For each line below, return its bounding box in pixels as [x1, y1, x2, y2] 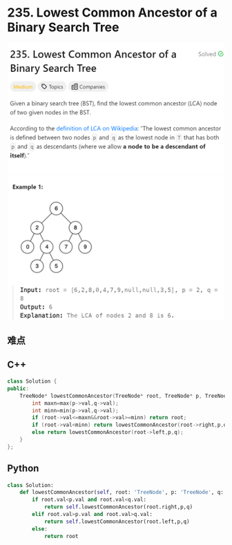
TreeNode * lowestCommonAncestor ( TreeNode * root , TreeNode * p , [19, 392, 202, 399]
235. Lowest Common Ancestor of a [7, 5, 217, 21]
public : [7, 385, 30, 392]
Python [7, 463, 39, 475]
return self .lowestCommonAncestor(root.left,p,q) [43, 518, 190, 525]
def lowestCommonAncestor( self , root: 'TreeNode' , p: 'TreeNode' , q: [19, 489, 224, 496]
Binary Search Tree [7, 19, 119, 35]
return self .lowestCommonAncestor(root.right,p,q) [43, 504, 193, 510]
